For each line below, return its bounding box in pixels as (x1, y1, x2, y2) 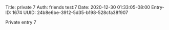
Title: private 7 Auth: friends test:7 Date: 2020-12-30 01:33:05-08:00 (5, 4, 150, 10)
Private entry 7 (5, 19, 37, 25)
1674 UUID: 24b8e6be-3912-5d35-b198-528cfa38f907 (12, 9, 129, 15)
